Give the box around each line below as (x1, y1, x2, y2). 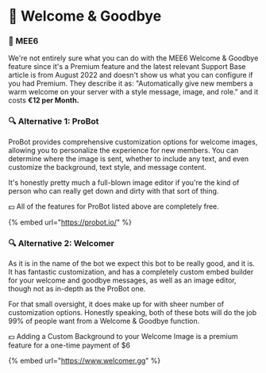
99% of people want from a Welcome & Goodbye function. (8, 317, 200, 326)
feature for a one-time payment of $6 (8, 340, 131, 350)
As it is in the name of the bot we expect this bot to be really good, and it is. (8, 259, 256, 268)
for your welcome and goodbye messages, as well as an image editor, (8, 275, 237, 285)
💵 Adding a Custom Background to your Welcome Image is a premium (8, 332, 238, 341)
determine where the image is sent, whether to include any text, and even (8, 154, 249, 163)
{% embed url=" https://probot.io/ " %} (8, 217, 133, 227)
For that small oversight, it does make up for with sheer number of (8, 299, 225, 309)
